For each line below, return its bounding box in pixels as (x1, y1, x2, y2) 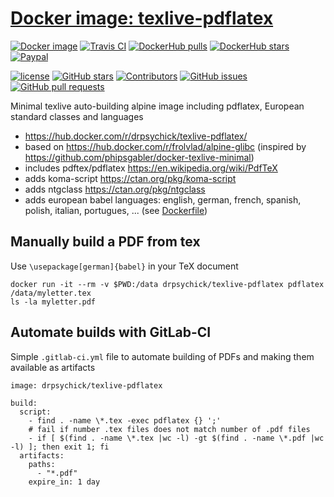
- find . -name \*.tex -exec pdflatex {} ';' (28, 415, 222, 426)
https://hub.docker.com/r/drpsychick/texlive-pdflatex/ (24, 130, 248, 142)
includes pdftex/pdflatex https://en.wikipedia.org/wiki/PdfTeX (24, 162, 278, 174)
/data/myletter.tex (10, 288, 92, 298)
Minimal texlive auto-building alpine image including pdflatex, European (10, 100, 305, 112)
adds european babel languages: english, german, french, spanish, (24, 193, 302, 206)
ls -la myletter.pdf (10, 297, 97, 307)
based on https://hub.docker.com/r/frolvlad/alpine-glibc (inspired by (24, 140, 307, 152)
